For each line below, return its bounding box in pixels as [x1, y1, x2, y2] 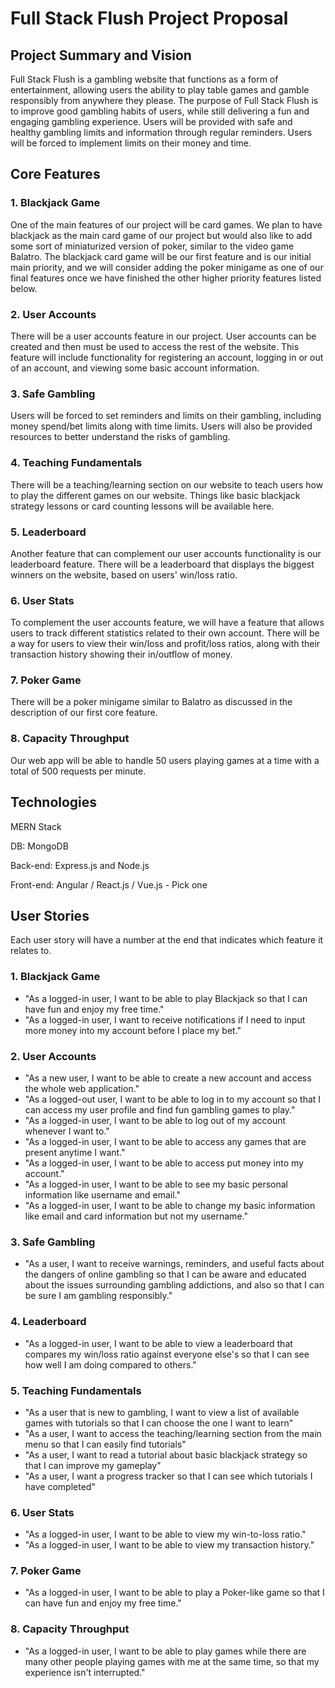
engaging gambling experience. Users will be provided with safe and [10, 116, 293, 127]
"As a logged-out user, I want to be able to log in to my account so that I [24, 1093, 322, 1105]
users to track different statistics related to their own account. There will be [10, 627, 320, 639]
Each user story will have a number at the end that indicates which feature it [10, 934, 324, 946]
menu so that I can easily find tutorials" [24, 1438, 187, 1450]
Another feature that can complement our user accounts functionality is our [10, 547, 322, 559]
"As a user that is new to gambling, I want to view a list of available [24, 1406, 300, 1418]
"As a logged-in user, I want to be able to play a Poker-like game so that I [24, 1587, 325, 1599]
